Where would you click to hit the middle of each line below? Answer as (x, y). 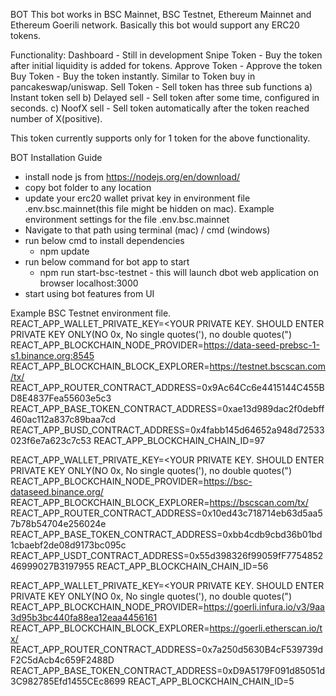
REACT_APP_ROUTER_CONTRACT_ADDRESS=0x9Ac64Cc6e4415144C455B (167, 387)
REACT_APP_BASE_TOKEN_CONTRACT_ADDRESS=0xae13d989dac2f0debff (167, 408)
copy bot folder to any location (88, 187)
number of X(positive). (56, 118)
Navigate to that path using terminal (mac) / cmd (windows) (147, 230)
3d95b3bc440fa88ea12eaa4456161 (84, 617)
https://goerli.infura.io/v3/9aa (264, 607)
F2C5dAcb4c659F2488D (62, 660)
